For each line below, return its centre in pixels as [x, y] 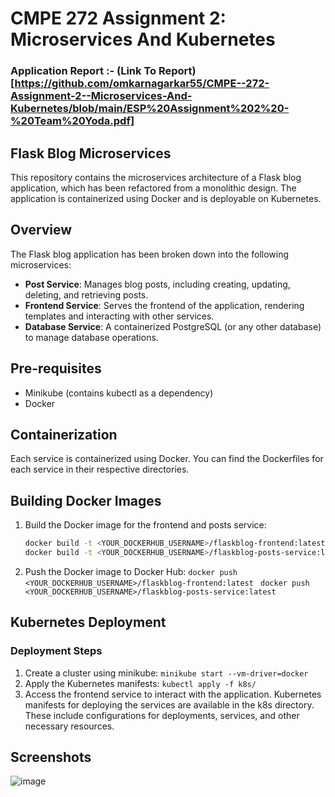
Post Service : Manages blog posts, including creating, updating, [157, 284]
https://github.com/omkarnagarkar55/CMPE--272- [142, 84]
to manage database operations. [91, 337]
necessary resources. [69, 726]
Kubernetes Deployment [88, 622]
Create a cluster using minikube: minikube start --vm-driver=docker [166, 673]
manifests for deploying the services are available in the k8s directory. [169, 704]
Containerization [64, 434]
